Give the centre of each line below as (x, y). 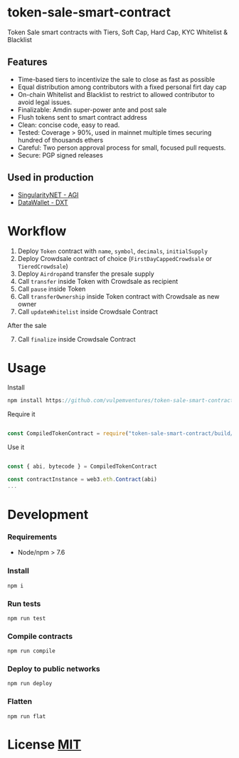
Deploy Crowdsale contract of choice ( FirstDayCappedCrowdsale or (115, 258)
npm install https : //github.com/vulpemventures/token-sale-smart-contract (121, 401)
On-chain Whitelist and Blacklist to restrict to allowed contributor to (116, 94)
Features (27, 62)
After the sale (27, 325)
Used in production (51, 178)
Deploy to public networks (54, 669)
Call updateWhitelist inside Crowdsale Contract (88, 312)
